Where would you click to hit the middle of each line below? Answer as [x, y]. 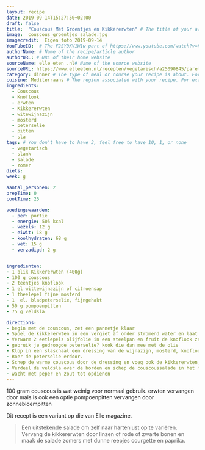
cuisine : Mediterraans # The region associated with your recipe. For [98, 80]
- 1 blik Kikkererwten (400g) [45, 272]
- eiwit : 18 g [30, 233]
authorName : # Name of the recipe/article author [71, 52]
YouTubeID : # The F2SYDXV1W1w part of [57, 46]
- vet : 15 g [27, 244]
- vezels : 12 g [31, 227]
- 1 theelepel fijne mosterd [43, 295]
